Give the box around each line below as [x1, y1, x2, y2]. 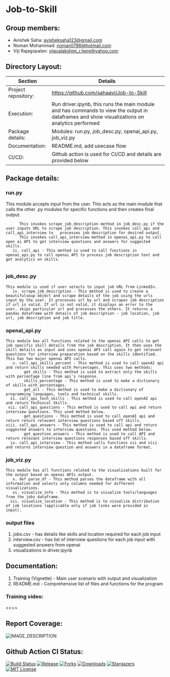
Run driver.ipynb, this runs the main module [51, 100, 155, 107]
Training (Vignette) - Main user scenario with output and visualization [13, 575, 157, 581]
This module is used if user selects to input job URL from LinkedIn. [6, 284, 157, 289]
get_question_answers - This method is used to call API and [24, 432, 155, 437]
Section [18, 77, 37, 84]
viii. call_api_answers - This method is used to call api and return [6, 422, 157, 428]
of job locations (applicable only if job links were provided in [6, 503, 148, 509]
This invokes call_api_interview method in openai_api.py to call [19, 234, 162, 240]
